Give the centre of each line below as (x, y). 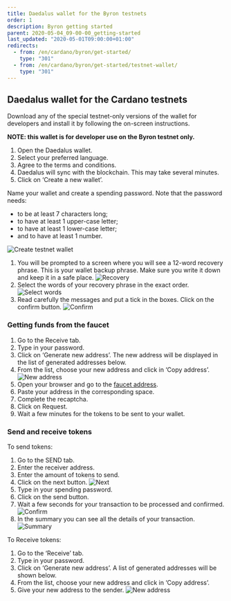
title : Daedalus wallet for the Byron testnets (77, 14)
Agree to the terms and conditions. (67, 165)
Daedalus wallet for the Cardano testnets (98, 99)
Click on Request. (42, 406)
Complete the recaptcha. (53, 399)
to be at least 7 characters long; (63, 214)
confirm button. (39, 307)
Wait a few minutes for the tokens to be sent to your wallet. (101, 413)
